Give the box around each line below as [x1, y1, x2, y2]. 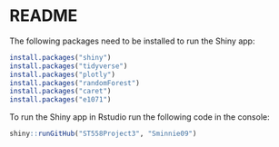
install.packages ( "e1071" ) [9, 95, 112, 104]
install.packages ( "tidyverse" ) [9, 61, 128, 71]
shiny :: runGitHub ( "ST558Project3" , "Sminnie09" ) [9, 129, 197, 139]
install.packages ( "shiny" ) [9, 53, 112, 62]
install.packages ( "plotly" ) [9, 70, 116, 79]
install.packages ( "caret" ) [9, 87, 112, 96]
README [9, 5, 78, 26]
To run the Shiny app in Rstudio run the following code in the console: [9, 112, 270, 122]
